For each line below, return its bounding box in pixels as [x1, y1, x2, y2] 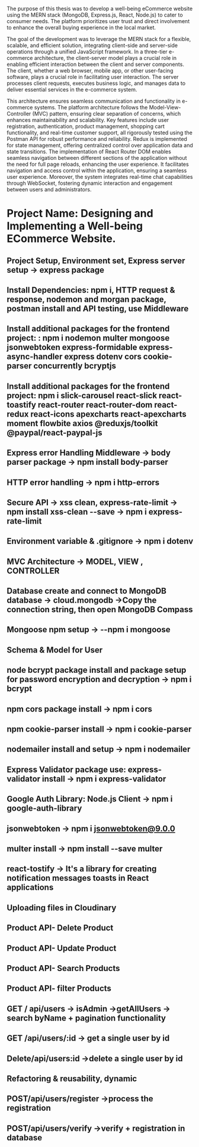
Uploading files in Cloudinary [7, 903, 117, 913]
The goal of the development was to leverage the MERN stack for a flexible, [7, 36, 191, 42]
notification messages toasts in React [7, 873, 149, 883]
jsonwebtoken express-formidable [7, 342, 137, 352]
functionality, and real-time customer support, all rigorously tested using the [7, 129, 193, 136]
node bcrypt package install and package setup [7, 665, 187, 675]
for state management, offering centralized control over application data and [7, 142, 193, 149]
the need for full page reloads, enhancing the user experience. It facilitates [7, 160, 189, 168]
